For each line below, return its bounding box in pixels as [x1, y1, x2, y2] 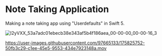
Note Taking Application [5, 4, 109, 15]
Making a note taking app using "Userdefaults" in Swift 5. [5, 20, 125, 26]
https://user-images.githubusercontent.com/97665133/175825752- [5, 39, 145, 46]
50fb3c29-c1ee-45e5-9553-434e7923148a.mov [5, 45, 107, 51]
